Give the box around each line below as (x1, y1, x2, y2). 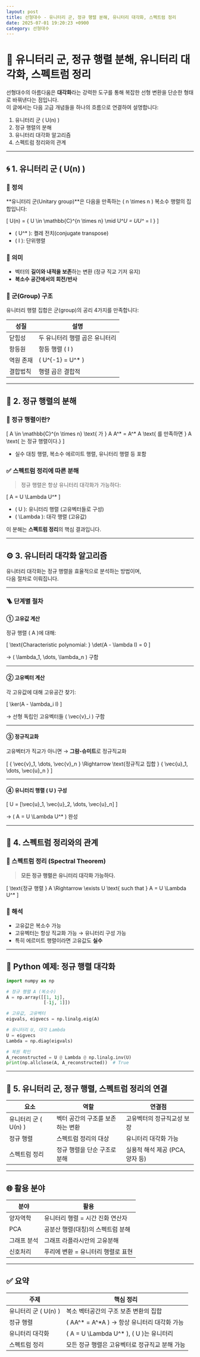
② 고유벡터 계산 (6, 673, 45, 681)
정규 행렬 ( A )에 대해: (6, 629, 57, 636)
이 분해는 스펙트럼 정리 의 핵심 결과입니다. (6, 526, 101, 533)
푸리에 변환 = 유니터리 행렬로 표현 (43, 1247, 133, 1255)
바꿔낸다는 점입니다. (12, 96, 59, 103)
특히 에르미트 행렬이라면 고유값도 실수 (14, 936, 103, 944)
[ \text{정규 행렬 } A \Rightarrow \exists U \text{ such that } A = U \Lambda (6, 884, 186, 892)
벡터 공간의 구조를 (56, 1114, 104, 1123)
